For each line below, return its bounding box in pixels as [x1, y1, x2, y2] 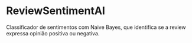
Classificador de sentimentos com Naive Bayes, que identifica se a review [6, 24, 186, 31]
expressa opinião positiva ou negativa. [6, 29, 100, 37]
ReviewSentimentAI [6, 4, 105, 18]
